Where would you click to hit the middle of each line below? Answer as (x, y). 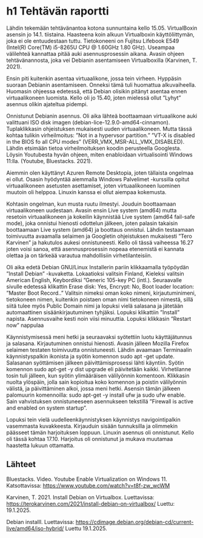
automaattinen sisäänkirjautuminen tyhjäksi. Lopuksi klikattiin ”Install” (93, 312)
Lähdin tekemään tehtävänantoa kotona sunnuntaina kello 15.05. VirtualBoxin (102, 28)
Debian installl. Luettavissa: (40, 522)
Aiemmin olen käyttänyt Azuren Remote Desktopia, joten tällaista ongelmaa (100, 173)
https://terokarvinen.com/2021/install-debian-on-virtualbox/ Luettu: (91, 503)
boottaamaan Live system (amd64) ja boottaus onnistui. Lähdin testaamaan (100, 229)
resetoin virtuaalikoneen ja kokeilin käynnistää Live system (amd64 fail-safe (101, 217)
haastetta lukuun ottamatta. (40, 445)
